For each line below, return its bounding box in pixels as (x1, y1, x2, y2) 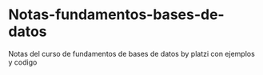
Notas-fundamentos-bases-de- (8, 6, 225, 24)
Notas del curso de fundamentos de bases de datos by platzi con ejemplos (8, 49, 256, 58)
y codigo (8, 57, 38, 67)
